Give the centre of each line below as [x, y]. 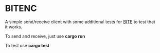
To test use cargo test [27, 45]
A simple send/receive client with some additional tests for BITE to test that [80, 22]
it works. [14, 26]
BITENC [21, 8]
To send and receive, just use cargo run [45, 36]
